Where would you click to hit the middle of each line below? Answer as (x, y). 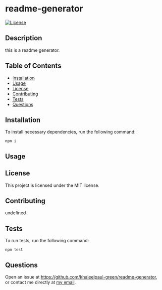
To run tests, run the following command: (47, 241)
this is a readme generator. (32, 50)
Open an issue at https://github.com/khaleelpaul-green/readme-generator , (81, 277)
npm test (14, 250)
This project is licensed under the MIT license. (52, 185)
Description (24, 38)
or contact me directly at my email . (41, 283)
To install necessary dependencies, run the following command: (70, 132)
